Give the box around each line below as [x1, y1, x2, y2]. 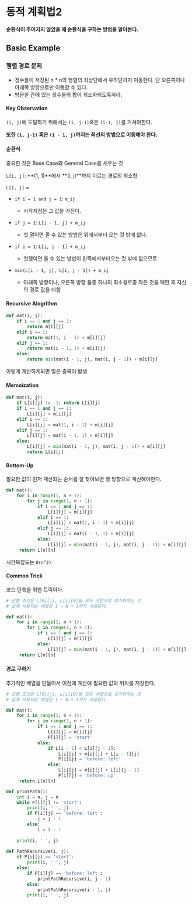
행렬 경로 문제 [6, 62, 43, 70]
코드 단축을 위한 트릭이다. [6, 586, 64, 593]
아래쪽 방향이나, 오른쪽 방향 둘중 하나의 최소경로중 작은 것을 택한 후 [23, 279, 176, 286]
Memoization [6, 382, 39, 389]
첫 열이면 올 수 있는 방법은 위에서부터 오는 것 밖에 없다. [23, 231, 148, 238]
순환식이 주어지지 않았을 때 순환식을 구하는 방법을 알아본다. [6, 26, 139, 33]
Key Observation [6, 105, 48, 112]
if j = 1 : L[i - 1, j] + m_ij [14, 219, 86, 226]
